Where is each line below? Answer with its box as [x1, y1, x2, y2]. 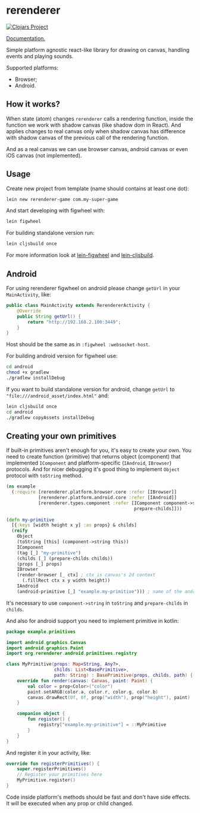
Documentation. [6, 34, 46, 42]
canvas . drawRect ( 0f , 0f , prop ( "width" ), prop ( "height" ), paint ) [27, 694, 190, 701]
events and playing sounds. [6, 52, 74, 59]
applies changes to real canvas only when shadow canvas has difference [6, 127, 186, 134]
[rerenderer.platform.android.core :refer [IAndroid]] [37, 495, 177, 501]
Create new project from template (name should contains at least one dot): [6, 185, 189, 192]
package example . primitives [6, 629, 76, 635]
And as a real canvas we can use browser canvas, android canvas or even [6, 145, 188, 152]
